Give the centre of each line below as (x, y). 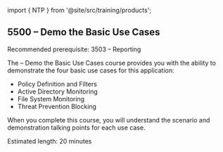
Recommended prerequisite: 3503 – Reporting (74, 49)
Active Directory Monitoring (58, 91)
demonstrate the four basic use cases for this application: (91, 70)
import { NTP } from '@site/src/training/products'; (79, 10)
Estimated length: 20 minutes (50, 141)
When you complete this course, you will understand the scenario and (109, 120)
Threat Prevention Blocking (57, 106)
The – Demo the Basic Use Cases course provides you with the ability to (112, 63)
